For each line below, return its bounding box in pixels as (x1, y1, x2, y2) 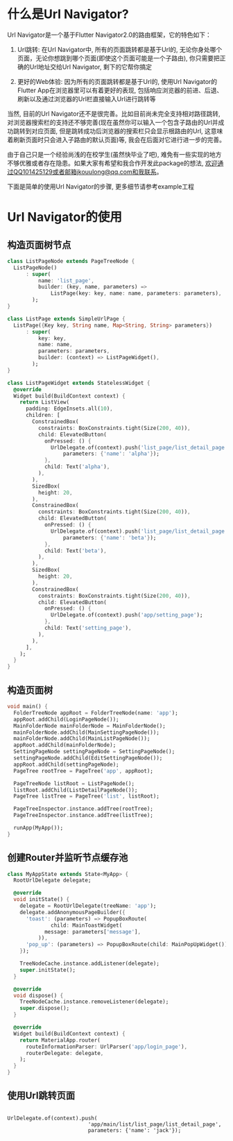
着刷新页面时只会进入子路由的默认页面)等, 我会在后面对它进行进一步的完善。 (7, 135, 226, 144)
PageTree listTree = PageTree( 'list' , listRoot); (13, 793, 159, 800)
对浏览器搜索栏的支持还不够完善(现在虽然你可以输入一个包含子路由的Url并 (7, 118, 218, 126)
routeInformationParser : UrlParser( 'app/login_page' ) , (25, 1043, 188, 1050)
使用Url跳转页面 (7, 1090, 75, 1101)
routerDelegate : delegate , (25, 1049, 104, 1056)
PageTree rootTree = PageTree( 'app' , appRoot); (13, 767, 154, 774)
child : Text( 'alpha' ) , (44, 463, 110, 470)
